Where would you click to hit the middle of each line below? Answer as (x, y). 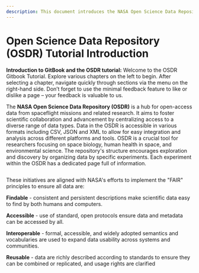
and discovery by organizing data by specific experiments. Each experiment (99, 157)
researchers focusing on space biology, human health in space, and (89, 144)
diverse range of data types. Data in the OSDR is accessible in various (92, 126)
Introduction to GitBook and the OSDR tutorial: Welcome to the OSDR (92, 70)
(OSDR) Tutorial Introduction (78, 53)
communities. (23, 246)
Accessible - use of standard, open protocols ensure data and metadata (95, 215)
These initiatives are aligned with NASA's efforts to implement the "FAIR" (95, 180)
